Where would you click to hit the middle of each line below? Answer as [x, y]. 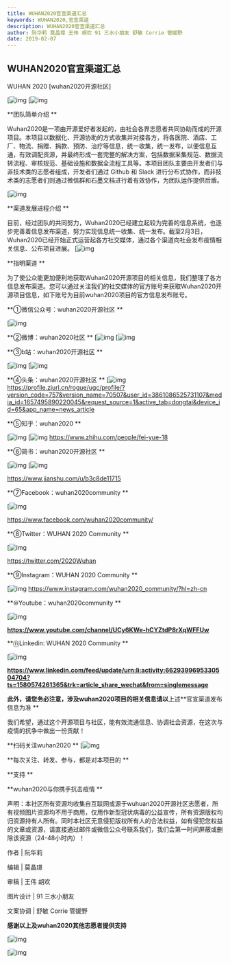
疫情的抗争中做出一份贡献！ [46, 730]
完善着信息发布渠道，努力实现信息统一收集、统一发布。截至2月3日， [110, 231]
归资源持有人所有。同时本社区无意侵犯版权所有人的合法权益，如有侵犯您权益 [115, 820]
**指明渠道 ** [26, 263]
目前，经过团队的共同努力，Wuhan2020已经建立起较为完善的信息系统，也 [112, 222]
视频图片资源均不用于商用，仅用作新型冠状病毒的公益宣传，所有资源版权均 [118, 812]
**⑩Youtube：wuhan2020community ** [64, 603]
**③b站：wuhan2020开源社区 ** [55, 351]
